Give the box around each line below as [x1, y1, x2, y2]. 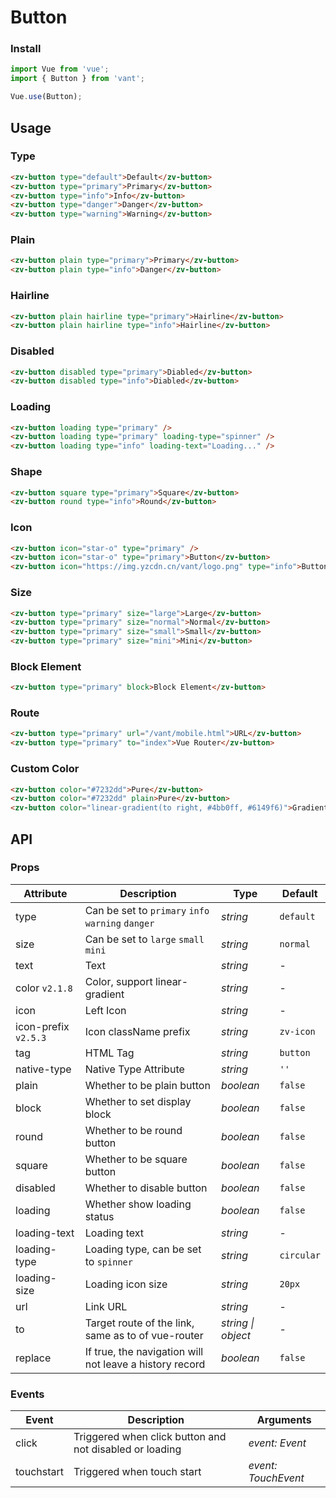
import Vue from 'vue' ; [10, 64, 110, 75]
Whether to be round [84, 1123, 183, 1137]
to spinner [84, 1254, 133, 1268]
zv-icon [279, 1026, 316, 1037]
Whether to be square [84, 1152, 188, 1166]
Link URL [84, 1299, 128, 1313]
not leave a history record [84, 1357, 206, 1371]
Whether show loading [84, 1197, 192, 1211]
